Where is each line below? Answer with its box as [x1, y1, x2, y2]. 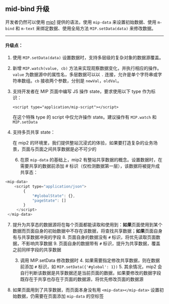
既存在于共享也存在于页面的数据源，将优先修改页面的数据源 [20, 276, 144, 282]
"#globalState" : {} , [32, 193, 75, 198]
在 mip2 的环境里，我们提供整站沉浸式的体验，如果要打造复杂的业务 [12, 140, 153, 146]
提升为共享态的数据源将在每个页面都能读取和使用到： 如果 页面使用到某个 [12, 222, 162, 228]
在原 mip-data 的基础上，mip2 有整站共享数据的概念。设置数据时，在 [20, 157, 162, 163]
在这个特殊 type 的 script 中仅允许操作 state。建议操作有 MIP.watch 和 [12, 114, 157, 120]
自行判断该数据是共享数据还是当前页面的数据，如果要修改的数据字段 [20, 270, 161, 276]
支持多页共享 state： [12, 129, 55, 135]
